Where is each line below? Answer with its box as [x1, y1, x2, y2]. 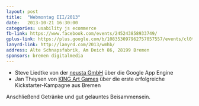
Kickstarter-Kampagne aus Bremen [14, 81, 101, 89]
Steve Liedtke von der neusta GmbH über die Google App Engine [14, 69, 174, 76]
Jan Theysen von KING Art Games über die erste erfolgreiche [14, 75, 165, 82]
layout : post [6, 8, 38, 15]
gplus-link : [6, 36, 36, 42]
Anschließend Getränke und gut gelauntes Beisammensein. [6, 93, 151, 100]
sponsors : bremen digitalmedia [6, 53, 84, 59]
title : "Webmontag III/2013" [6, 14, 81, 20]
